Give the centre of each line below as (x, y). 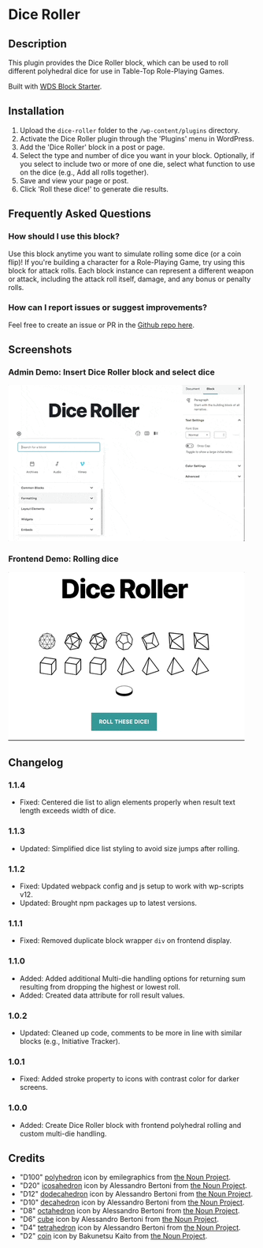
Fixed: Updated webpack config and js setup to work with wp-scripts (131, 886)
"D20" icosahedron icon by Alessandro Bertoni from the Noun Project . (133, 1186)
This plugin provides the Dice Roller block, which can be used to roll (118, 62)
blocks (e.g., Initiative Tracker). (70, 1041)
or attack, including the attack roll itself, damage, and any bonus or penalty (130, 279)
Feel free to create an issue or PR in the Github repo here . (102, 325)
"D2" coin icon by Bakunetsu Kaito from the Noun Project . (113, 1236)
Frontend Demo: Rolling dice (63, 559)
